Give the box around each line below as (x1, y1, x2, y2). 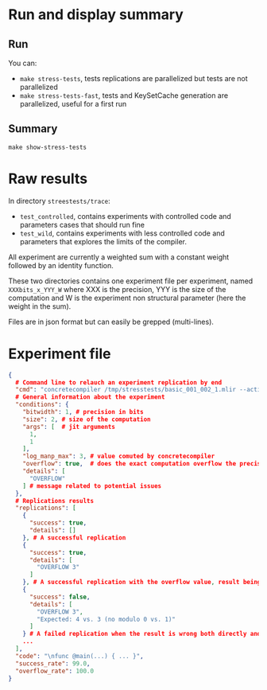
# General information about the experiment (15, 393, 165, 401)
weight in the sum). (8, 301, 72, 311)
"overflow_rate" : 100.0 (15, 667, 94, 675)
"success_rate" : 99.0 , (15, 659, 91, 668)
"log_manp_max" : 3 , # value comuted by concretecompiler (22, 452, 215, 461)
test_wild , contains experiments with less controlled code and (19, 228, 225, 238)
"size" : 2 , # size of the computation (22, 415, 151, 423)
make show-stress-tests (8, 143, 87, 151)
